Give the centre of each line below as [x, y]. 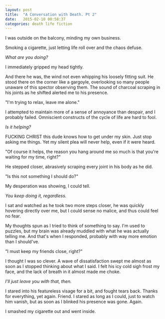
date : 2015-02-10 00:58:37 [35, 19]
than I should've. [22, 242]
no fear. [13, 216]
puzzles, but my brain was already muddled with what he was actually [77, 231]
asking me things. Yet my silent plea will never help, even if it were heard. [81, 142]
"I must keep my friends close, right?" [44, 251]
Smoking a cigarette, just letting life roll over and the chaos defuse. [74, 47]
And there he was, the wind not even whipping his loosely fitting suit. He [79, 77]
